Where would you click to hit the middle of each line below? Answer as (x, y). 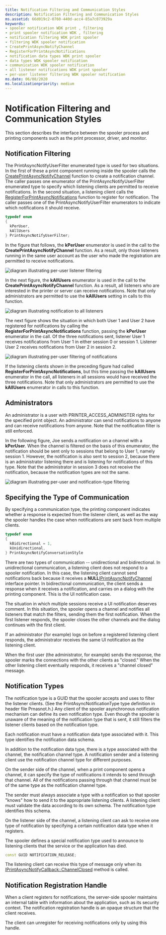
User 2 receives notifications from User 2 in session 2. (61, 347)
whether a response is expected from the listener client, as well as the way (82, 515)
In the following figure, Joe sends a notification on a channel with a (74, 440)
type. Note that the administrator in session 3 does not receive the (73, 467)
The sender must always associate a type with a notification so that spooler (83, 795)
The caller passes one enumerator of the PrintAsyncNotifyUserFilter (75, 182)
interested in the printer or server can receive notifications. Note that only (81, 290)
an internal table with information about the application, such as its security (82, 903)
